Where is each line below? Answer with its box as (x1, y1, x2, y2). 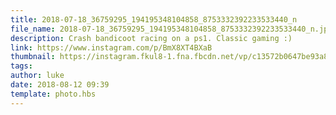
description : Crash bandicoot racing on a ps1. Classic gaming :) (10, 33, 293, 43)
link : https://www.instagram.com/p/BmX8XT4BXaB (10, 42, 213, 53)
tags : (10, 61, 33, 71)
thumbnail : (10, 52, 56, 62)
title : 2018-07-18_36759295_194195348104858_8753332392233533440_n (10, 14, 298, 25)
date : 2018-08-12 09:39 (10, 80, 110, 90)
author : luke (10, 71, 65, 81)
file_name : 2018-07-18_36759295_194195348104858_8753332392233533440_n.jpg (10, 24, 333, 34)
